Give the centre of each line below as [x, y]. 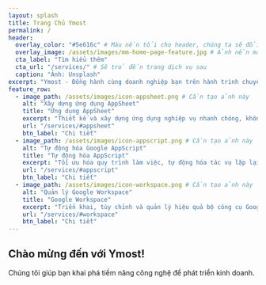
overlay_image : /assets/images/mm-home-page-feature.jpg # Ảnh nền [132, 52]
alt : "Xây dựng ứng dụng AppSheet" [81, 104]
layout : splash [33, 15]
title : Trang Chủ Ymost [47, 23]
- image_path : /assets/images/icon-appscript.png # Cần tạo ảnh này [134, 141]
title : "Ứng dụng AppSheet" [68, 112]
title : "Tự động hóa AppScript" [76, 155]
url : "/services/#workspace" [70, 215]
